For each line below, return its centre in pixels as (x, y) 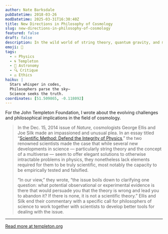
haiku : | (14, 80)
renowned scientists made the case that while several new (78, 144)
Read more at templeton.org (34, 226)
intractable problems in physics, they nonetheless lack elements (83, 160)
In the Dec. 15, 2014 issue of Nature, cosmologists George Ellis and (86, 128)
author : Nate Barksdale (30, 10)
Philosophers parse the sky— (40, 89)
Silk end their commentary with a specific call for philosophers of (84, 201)
